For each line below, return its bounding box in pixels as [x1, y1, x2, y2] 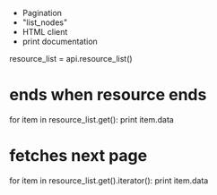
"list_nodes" [22, 17, 68, 28]
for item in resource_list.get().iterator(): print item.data [9, 174, 209, 186]
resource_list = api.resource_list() [9, 54, 133, 64]
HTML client [22, 27, 68, 37]
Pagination [22, 8, 63, 18]
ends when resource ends [9, 85, 207, 106]
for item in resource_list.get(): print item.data [9, 114, 175, 124]
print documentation [22, 36, 99, 47]
